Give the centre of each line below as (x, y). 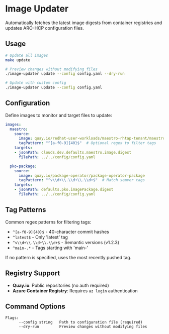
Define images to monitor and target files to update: (59, 115)
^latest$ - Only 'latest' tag (40, 237)
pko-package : (23, 166)
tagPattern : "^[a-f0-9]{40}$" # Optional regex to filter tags (87, 143)
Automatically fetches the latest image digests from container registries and (84, 23)
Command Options (35, 306)
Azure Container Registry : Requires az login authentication (75, 291)
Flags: (12, 318)
